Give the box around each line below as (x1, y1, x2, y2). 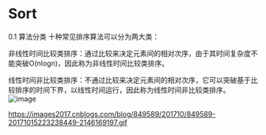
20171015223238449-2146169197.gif (8, 118, 128, 127)
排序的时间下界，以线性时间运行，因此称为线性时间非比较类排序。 (14, 84, 230, 95)
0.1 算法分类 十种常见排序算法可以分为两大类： (8, 32, 160, 41)
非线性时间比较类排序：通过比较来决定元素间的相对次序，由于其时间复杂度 (8, 48, 251, 58)
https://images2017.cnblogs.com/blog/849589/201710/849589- (8, 109, 216, 118)
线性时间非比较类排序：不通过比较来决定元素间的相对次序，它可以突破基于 (8, 75, 251, 84)
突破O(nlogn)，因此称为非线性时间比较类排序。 (14, 58, 169, 68)
